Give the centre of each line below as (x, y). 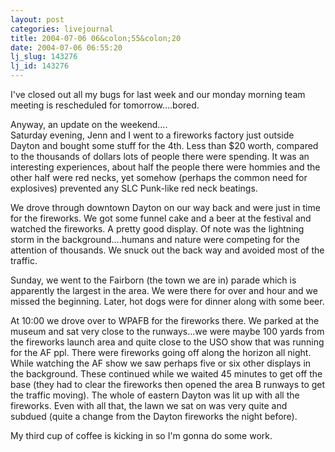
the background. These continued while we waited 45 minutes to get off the (166, 374)
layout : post (37, 19)
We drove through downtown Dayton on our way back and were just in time (165, 207)
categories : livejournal (62, 29)
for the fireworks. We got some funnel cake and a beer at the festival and (161, 218)
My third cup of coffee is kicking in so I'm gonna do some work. (141, 435)
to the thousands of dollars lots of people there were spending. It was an (160, 156)
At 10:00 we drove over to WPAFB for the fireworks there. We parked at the (165, 320)
